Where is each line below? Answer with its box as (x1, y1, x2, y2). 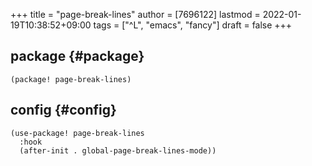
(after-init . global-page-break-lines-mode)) (19, 145, 217, 156)
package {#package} (10, 48, 145, 65)
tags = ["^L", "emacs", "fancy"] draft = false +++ (93, 19, 293, 31)
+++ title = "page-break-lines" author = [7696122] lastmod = (10, 9, 261, 20)
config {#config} (10, 102, 117, 119)
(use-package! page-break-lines (10, 128, 145, 138)
